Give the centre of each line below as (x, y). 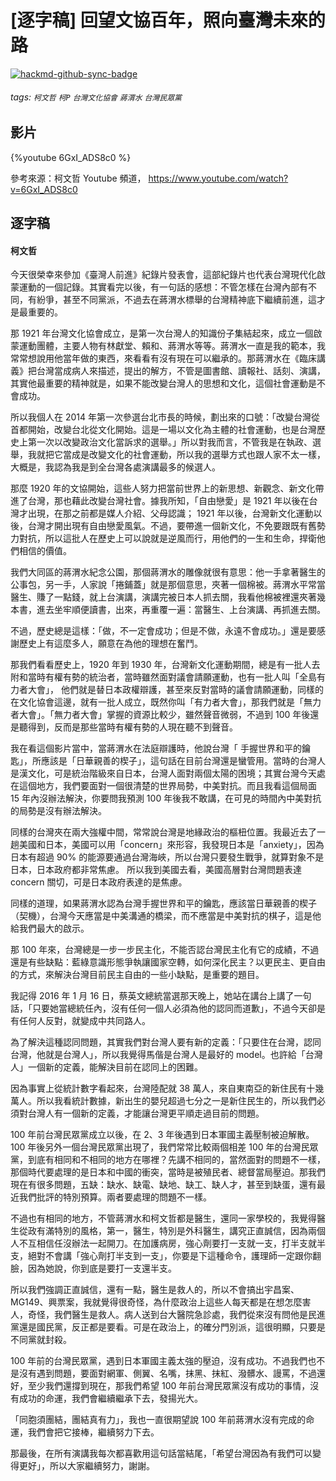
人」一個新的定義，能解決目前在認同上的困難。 (106, 1067)
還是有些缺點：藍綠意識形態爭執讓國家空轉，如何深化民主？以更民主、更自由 (168, 962)
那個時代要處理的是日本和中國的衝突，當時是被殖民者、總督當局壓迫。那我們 (168, 1172)
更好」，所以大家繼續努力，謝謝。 (86, 1466)
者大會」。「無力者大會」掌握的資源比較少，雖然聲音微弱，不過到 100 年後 (160, 715)
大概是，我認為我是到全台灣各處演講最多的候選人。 (115, 467)
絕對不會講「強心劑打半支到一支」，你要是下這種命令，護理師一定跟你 (170, 1256)
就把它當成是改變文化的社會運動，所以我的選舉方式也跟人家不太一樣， (181, 455)
